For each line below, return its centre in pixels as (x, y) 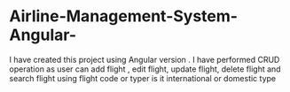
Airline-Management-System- (123, 16)
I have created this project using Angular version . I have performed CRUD (145, 59)
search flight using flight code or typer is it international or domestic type (143, 78)
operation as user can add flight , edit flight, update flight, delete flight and (145, 69)
